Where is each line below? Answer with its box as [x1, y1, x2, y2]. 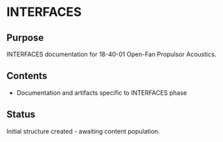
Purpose [6, 32, 44, 44]
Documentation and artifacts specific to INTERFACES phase [16, 88, 188, 97]
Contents [6, 70, 48, 82]
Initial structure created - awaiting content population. [6, 127, 160, 135]
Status [6, 109, 36, 121]
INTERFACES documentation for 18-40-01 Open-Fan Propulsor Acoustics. [6, 50, 217, 58]
